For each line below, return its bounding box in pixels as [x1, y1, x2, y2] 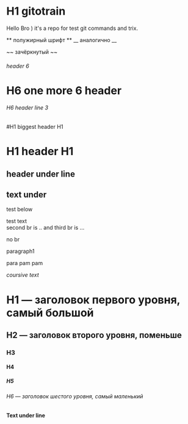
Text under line [6, 411, 46, 419]
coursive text [6, 271, 40, 279]
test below [6, 206, 33, 213]
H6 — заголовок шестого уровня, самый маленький [6, 393, 143, 400]
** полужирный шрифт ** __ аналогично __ [6, 36, 117, 43]
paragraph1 [6, 247, 35, 255]
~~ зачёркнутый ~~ [6, 48, 58, 56]
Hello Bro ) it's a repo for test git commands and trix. [6, 24, 139, 32]
